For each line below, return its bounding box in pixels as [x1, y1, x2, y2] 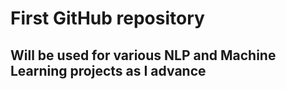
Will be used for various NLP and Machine [10, 47, 277, 64]
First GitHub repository [10, 7, 205, 30]
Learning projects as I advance [10, 62, 207, 79]
